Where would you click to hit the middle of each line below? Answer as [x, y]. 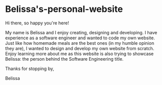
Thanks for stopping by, [29, 69]
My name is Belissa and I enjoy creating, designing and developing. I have [81, 32]
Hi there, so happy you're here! [37, 23]
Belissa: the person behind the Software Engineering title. [64, 59]
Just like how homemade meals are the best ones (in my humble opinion [80, 43]
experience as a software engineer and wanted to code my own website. [80, 38]
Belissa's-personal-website [64, 9]
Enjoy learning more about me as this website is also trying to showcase [79, 54]
